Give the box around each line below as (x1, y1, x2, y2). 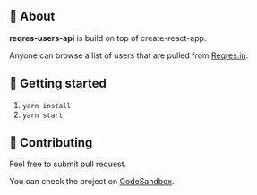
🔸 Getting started (9, 76, 107, 91)
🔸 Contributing (9, 135, 93, 150)
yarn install (21, 101, 72, 110)
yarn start (21, 111, 64, 120)
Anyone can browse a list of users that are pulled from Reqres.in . (9, 50, 249, 61)
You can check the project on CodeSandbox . (9, 176, 175, 187)
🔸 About (9, 9, 56, 24)
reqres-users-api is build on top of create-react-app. (9, 32, 207, 43)
